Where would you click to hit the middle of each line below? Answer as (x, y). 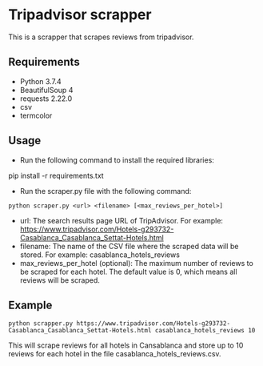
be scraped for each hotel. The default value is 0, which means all (128, 271)
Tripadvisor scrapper (80, 15)
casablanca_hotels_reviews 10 (205, 331)
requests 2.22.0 (46, 99)
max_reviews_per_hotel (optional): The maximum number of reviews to (136, 263)
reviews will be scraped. (60, 280)
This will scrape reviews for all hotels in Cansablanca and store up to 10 (126, 345)
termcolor (36, 115)
